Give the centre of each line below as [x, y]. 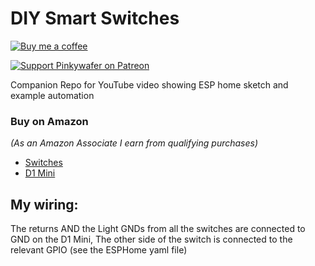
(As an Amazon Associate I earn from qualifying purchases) [134, 143]
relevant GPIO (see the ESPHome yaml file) [99, 250]
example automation [52, 95]
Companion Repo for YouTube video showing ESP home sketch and [149, 84]
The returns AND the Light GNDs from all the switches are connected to [158, 229]
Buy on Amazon [49, 121]
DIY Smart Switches [95, 18]
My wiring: [44, 204]
